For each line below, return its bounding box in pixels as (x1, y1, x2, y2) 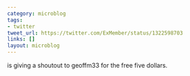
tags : (7, 17, 23, 23)
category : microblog (7, 10, 67, 17)
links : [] (7, 36, 36, 43)
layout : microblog (7, 42, 60, 49)
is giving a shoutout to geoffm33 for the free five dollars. (7, 61, 168, 69)
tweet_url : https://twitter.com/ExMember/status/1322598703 (7, 29, 184, 37)
